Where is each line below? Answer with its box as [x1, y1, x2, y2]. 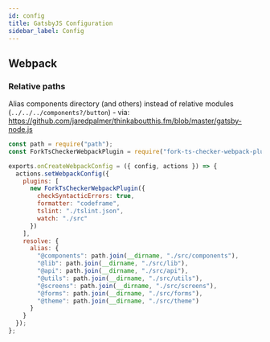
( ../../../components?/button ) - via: [8, 108, 130, 117]
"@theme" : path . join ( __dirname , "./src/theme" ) [37, 297, 199, 305]
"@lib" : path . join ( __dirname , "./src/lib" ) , [37, 259, 189, 268]
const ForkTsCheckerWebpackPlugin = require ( [8, 147, 163, 155]
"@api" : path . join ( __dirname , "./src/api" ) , [37, 267, 189, 275]
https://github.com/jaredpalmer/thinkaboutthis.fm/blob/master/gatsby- [8, 116, 243, 126]
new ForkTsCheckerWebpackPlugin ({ [29, 184, 146, 193]
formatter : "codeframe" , [37, 200, 121, 208]
